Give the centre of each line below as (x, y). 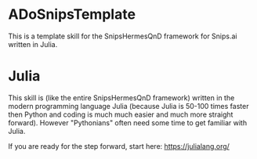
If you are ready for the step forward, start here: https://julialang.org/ (119, 146)
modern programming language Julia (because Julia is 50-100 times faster (128, 106)
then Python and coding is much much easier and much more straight (121, 114)
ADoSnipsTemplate (72, 14)
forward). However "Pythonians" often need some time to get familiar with (128, 122)
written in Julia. (33, 44)
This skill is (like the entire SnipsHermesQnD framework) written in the (121, 98)
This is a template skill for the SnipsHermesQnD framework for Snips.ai (123, 36)
